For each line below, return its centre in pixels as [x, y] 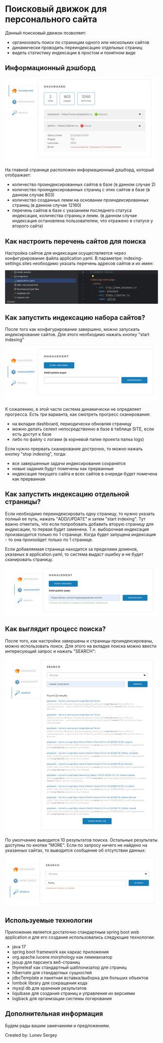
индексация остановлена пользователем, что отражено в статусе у [82, 221]
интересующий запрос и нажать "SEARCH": [50, 651]
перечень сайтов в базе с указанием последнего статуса [72, 210]
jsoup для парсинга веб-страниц [46, 963]
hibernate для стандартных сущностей [52, 973]
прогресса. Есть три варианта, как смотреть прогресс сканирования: [78, 414]
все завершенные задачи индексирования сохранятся [69, 463]
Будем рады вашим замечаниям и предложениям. [57, 1025]
